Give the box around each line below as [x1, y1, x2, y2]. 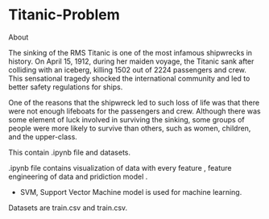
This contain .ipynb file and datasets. [8, 147, 131, 157]
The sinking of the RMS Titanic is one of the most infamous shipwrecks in [8, 48, 252, 57]
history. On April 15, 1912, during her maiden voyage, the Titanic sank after [8, 56, 255, 66]
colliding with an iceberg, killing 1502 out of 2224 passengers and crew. [8, 64, 247, 74]
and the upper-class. [8, 131, 78, 142]
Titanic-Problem [8, 6, 121, 24]
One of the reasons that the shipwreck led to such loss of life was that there [8, 97, 260, 107]
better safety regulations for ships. [8, 82, 123, 92]
